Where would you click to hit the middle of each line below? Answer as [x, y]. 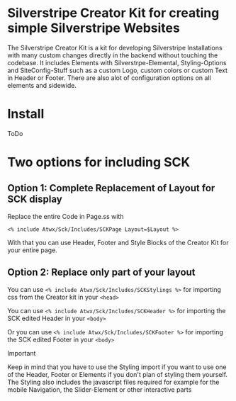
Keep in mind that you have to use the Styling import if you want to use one [117, 367]
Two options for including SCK [99, 163]
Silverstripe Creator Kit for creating [113, 13]
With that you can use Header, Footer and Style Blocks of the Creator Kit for [118, 242]
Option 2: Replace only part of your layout [102, 272]
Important [22, 353]
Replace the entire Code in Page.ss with [66, 216]
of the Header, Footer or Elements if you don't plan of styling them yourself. [118, 374]
